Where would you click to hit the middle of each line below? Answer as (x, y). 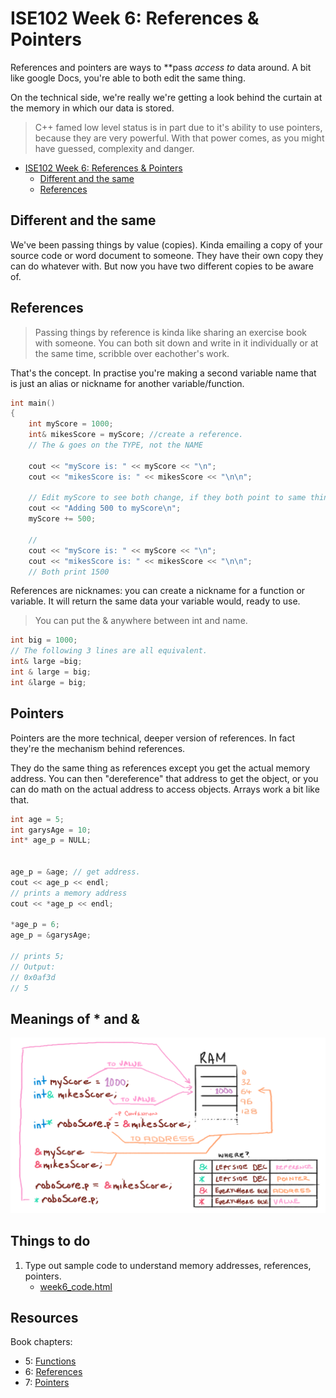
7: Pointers (47, 1383)
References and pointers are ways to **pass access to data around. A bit (161, 67)
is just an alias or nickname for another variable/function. (127, 383)
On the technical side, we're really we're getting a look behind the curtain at (166, 97)
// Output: (33, 967)
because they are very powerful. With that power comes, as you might (179, 138)
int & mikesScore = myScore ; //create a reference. (136, 435)
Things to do (50, 1241)
